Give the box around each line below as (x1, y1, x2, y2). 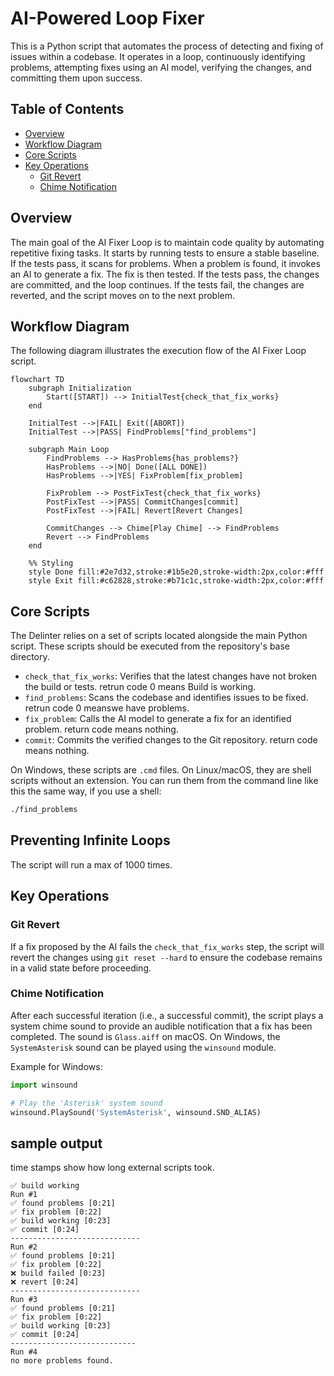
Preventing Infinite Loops (10, 832, 171, 849)
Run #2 (10, 1242, 38, 1252)
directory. (10, 651, 50, 663)
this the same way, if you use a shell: (10, 785, 162, 797)
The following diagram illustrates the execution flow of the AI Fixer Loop (10, 345, 307, 357)
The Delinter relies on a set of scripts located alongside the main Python (10, 630, 308, 642)
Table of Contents (10, 101, 125, 118)
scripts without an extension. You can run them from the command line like (10, 775, 319, 787)
